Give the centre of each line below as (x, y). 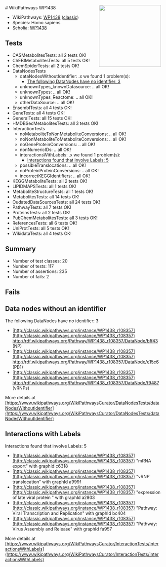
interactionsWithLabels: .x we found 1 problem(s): (70, 154)
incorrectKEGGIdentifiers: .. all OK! (55, 176)
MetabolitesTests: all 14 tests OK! (46, 196)
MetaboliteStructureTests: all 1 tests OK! (53, 191)
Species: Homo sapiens (36, 22)
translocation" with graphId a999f (47, 482)
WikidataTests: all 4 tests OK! (42, 233)
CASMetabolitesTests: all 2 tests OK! (49, 55)
